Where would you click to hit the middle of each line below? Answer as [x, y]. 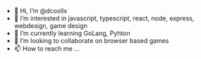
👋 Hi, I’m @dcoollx [41, 11]
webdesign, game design [51, 26]
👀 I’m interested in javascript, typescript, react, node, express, [104, 18]
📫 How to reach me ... [47, 48]
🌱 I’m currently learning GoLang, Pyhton [72, 33]
